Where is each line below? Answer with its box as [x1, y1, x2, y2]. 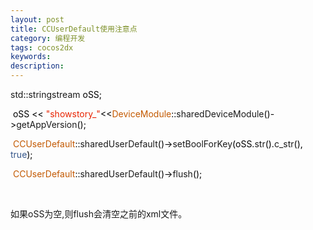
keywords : [10, 52, 52, 62]
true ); [10, 149, 33, 160]
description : [10, 61, 65, 71]
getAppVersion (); [16, 119, 87, 130]
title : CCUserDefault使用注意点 [10, 24, 138, 34]
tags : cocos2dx [10, 42, 74, 53]
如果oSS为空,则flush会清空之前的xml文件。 [10, 208, 188, 220]
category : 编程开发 [10, 33, 86, 43]
